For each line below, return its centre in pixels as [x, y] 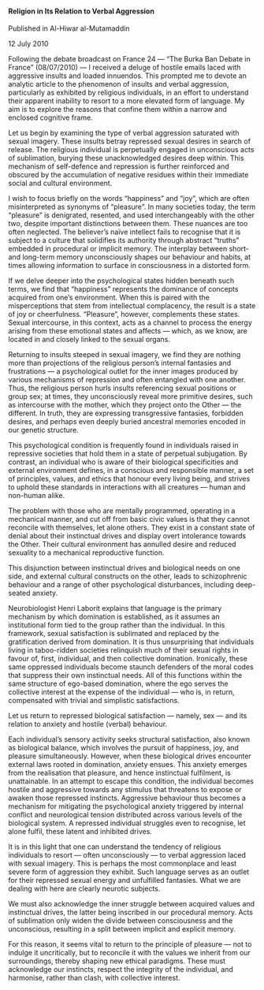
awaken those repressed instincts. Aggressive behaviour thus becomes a [127, 798]
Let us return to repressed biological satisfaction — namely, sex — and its [128, 716]
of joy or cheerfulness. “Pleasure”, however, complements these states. [124, 314]
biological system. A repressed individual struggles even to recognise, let [127, 823]
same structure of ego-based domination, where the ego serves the [118, 684]
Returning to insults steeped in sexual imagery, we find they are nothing [125, 355]
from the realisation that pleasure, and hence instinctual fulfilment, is [119, 773]
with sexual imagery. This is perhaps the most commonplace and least [123, 864]
